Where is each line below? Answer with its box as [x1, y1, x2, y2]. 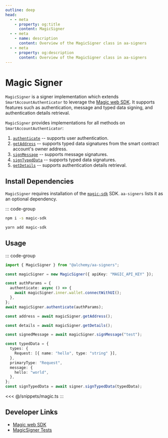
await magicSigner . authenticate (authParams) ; [5, 304, 103, 310]
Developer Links [5, 408, 58, 417]
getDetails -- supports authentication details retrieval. [12, 162, 127, 168]
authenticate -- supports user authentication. [12, 135, 109, 141]
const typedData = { [5, 341, 49, 347]
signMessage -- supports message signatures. [12, 151, 108, 158]
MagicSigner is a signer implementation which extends [5, 94, 119, 100]
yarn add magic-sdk [5, 225, 47, 230]
